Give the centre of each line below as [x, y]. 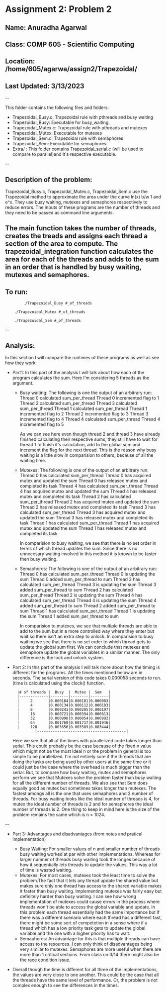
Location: [20, 61]
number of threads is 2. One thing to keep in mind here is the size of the [86, 809]
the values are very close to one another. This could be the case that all [85, 975]
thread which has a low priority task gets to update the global [83, 928]
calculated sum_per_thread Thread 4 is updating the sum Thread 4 [88, 600]
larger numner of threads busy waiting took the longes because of [87, 859]
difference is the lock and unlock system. [62, 657]
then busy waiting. [39, 559]
